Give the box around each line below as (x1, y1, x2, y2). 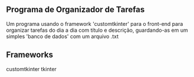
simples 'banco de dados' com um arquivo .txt (6, 32, 119, 40)
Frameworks (6, 50, 54, 60)
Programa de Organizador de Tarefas (6, 5, 145, 15)
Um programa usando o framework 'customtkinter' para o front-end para (6, 20, 183, 27)
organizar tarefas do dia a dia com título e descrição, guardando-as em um (6, 26, 188, 34)
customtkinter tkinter (6, 65, 57, 72)
